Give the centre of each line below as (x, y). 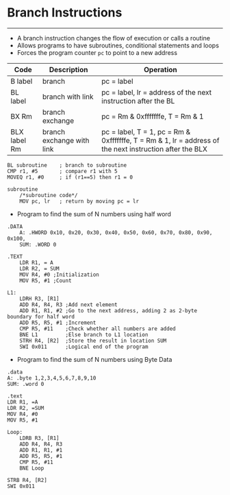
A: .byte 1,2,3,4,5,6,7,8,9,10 (52, 378)
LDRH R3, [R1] (39, 299)
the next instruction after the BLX (154, 149)
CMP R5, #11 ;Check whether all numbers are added (98, 329)
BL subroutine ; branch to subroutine (67, 165)
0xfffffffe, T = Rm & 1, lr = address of (161, 140)
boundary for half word (41, 316)
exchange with (66, 140)
